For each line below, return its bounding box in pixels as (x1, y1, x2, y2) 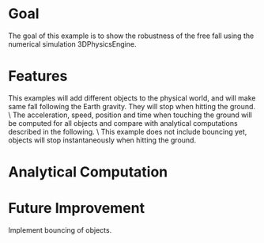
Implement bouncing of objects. (8, 226, 112, 234)
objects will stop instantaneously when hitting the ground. (8, 135, 196, 145)
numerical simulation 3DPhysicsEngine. (8, 39, 137, 48)
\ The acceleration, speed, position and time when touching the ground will (8, 110, 253, 120)
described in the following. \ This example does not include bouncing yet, (8, 127, 247, 136)
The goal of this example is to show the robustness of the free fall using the (8, 31, 255, 40)
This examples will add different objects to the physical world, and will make (8, 93, 256, 103)
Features (8, 67, 68, 85)
